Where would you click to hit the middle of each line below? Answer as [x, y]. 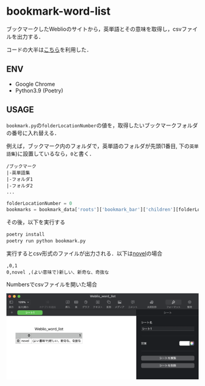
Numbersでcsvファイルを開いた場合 [52, 284]
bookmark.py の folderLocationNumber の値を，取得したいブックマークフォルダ [102, 125]
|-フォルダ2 [20, 186]
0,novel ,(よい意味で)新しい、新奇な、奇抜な [58, 273]
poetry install [26, 235]
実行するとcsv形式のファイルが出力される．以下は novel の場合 [85, 254]
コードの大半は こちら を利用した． [49, 50]
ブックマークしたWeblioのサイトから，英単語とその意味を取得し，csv [94, 29]
